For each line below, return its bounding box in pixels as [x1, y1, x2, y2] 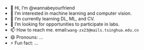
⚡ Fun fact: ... [10, 40, 38, 46]
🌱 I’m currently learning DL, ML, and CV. [10, 16, 95, 21]
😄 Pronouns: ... [10, 34, 44, 40]
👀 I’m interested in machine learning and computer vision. [10, 10, 132, 16]
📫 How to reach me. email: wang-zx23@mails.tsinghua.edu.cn [10, 27, 139, 33]
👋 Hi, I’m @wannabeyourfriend [10, 5, 75, 11]
